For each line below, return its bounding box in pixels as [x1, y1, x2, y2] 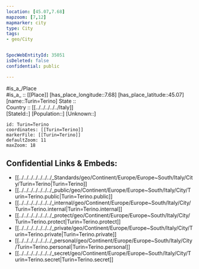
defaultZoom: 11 [6, 137, 46, 143]
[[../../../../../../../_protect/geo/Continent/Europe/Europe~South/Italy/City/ [14, 212, 191, 219]
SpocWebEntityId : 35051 [6, 52, 65, 58]
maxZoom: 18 [6, 142, 36, 148]
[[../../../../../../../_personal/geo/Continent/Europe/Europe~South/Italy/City [14, 237, 193, 244]
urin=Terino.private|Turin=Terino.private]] [14, 231, 117, 238]
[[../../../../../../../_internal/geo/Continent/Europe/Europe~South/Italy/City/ [14, 200, 191, 207]
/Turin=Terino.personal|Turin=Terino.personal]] [14, 243, 131, 251]
